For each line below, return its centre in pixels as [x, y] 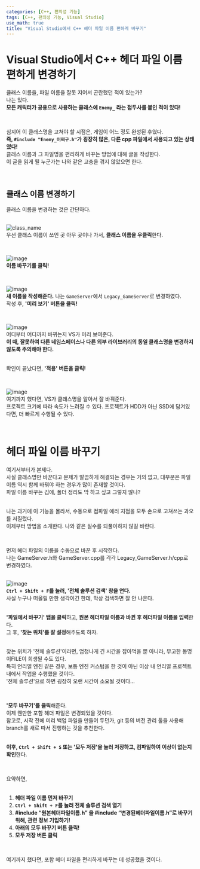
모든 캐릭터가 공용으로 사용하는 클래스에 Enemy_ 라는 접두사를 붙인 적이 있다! [93, 108]
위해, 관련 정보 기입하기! [42, 820]
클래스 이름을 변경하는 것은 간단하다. [48, 209]
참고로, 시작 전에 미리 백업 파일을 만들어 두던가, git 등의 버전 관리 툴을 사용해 [95, 720]
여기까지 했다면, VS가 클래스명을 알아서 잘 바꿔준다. [66, 399]
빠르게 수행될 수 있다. [50, 414]
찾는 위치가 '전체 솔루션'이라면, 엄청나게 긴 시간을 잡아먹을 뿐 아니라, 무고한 [93, 651]
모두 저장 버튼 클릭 [36, 835]
